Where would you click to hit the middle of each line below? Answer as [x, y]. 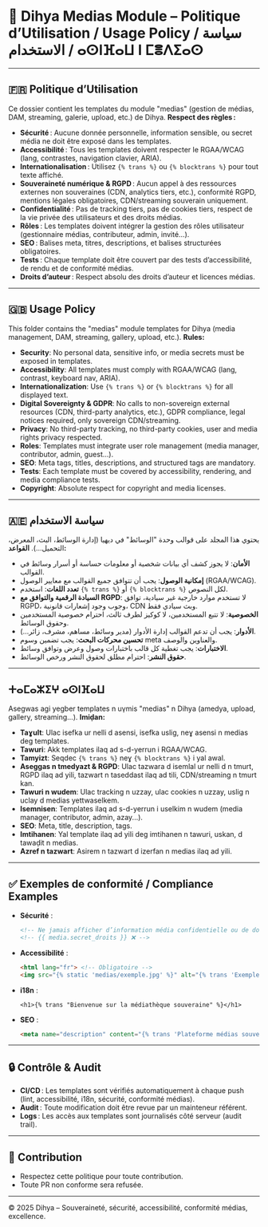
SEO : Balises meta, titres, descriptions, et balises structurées [120, 243]
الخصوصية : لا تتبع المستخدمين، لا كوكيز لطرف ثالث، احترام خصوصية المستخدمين [139, 614]
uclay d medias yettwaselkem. [69, 800]
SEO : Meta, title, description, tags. [76, 826]
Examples [33, 896]
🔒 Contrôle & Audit [55, 1067]
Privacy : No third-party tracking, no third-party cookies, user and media [138, 428]
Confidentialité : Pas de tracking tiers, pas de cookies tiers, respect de [136, 209]
